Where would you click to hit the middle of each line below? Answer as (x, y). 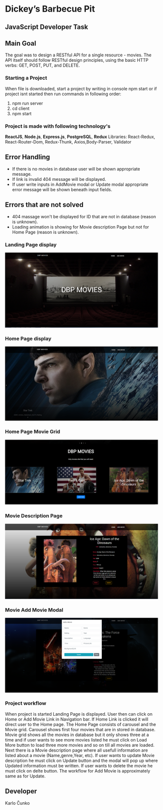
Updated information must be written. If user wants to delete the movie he (79, 766)
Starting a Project (26, 78)
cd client (21, 108)
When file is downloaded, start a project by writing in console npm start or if (81, 88)
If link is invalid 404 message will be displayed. (59, 179)
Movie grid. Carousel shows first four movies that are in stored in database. (80, 729)
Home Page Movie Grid (33, 432)
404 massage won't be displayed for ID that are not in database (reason (84, 216)
